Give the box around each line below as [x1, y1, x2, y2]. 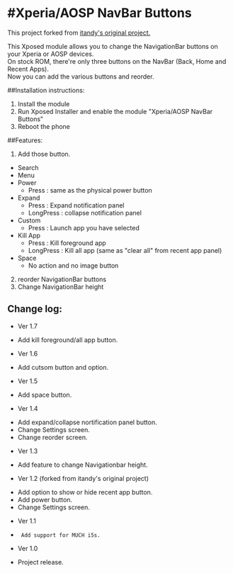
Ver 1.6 [17, 349, 38, 358]
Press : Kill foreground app [28, 239, 106, 247]
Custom [17, 216, 41, 225]
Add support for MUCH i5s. [21, 531, 101, 539]
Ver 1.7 [17, 322, 38, 330]
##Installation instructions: [7, 86, 85, 94]
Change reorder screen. [17, 433, 88, 441]
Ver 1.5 [17, 377, 38, 385]
